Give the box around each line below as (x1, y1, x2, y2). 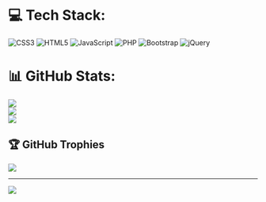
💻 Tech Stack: (8, 6, 106, 25)
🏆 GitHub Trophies (8, 138, 105, 151)
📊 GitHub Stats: (8, 67, 116, 86)
